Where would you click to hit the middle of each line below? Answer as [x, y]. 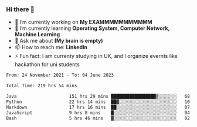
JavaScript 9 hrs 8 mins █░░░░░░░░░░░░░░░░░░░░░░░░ [91, 113]
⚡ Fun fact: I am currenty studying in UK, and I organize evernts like [96, 56]
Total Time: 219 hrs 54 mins [42, 86]
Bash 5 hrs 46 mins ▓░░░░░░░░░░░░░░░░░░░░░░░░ [91, 118]
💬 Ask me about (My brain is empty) [59, 41]
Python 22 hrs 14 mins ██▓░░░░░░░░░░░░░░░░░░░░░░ [91, 102]
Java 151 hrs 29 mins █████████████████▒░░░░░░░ [91, 97]
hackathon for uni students [47, 64]
